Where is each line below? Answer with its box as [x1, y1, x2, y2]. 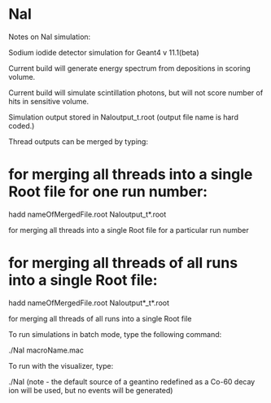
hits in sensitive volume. [8, 96, 90, 106]
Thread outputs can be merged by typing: [8, 136, 149, 147]
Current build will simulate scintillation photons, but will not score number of [8, 87, 264, 98]
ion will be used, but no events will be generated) [8, 385, 173, 395]
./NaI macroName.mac [8, 345, 84, 355]
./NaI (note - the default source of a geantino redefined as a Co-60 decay [8, 376, 256, 387]
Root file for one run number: [8, 182, 208, 201]
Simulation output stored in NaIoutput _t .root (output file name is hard [8, 112, 238, 122]
